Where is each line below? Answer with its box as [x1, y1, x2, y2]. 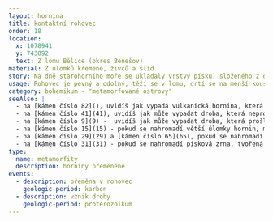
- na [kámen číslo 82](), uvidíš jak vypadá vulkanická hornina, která [15, 102, 264, 110]
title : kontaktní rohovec [8, 19, 96, 28]
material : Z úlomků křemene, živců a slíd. [8, 65, 158, 73]
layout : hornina [8, 11, 63, 20]
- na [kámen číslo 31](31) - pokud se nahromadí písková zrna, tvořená [15, 139, 264, 148]
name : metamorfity [15, 155, 79, 163]
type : [8, 147, 27, 155]
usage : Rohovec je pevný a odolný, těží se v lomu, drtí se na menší [8, 79, 249, 87]
